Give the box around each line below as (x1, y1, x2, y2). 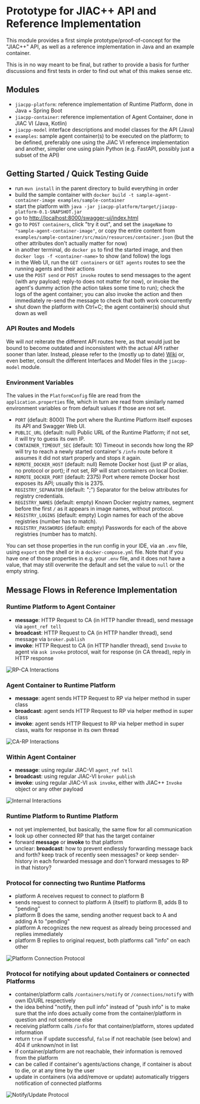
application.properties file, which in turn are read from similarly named (6, 398, 184, 405)
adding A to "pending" (14, 918, 70, 925)
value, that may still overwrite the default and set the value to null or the (6, 561, 184, 569)
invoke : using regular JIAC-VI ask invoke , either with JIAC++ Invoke (14, 779, 183, 786)
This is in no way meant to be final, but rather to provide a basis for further (6, 61, 189, 68)
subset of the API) (14, 151, 60, 158)
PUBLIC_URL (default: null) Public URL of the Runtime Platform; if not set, (14, 429, 190, 436)
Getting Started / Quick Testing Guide (6, 169, 149, 179)
